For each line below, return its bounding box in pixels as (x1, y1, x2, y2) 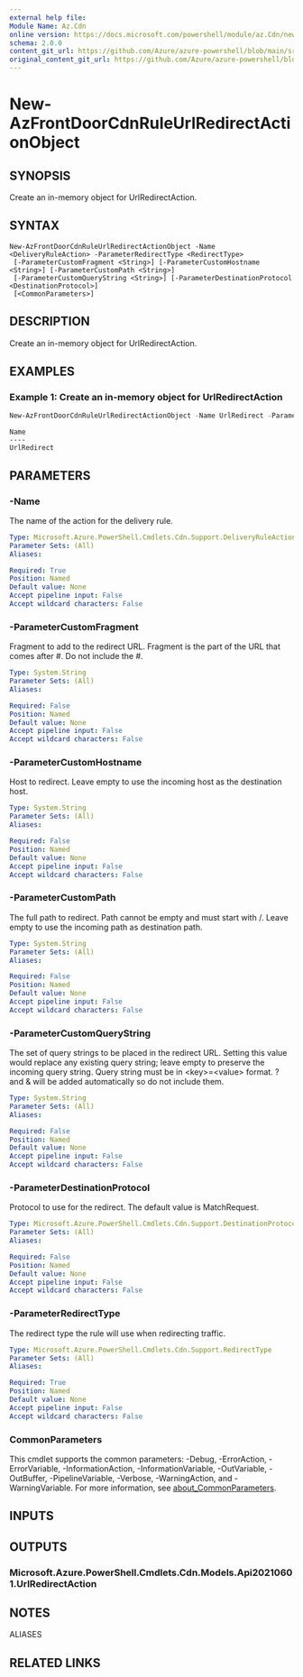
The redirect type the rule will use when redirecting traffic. (9, 1327, 226, 1339)
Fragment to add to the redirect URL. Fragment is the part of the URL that (9, 641, 281, 652)
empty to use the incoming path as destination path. (9, 921, 203, 932)
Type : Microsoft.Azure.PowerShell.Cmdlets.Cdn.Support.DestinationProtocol (9, 1219, 300, 1229)
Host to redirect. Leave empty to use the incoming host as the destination (9, 776, 282, 787)
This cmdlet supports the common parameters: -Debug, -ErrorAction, (9, 1453, 268, 1464)
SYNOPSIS (9, 168, 71, 183)
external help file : (9, 13, 87, 23)
